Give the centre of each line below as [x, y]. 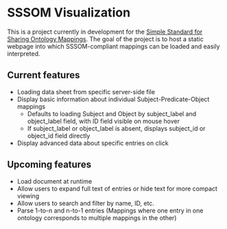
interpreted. [24, 54]
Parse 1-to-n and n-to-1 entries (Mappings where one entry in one [110, 210]
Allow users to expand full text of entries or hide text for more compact [117, 188]
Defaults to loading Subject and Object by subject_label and [112, 113]
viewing [28, 196]
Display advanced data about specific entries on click [93, 143]
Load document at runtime [55, 181]
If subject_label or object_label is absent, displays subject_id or [116, 128]
